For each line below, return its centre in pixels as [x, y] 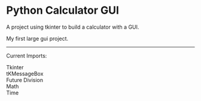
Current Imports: [27, 56]
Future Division [25, 80]
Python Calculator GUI [63, 10]
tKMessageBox [25, 74]
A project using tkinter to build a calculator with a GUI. [73, 27]
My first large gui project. [37, 38]
